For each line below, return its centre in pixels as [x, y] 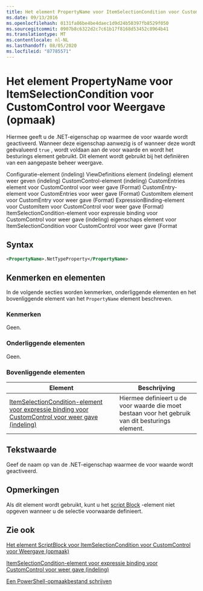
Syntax [20, 245]
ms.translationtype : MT [36, 35]
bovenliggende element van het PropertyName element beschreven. [89, 299]
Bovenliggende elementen [46, 372]
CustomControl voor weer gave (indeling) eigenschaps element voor [92, 219]
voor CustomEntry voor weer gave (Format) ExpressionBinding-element [95, 200]
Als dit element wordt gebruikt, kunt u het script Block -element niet [91, 504]
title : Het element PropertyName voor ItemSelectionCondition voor [93, 12]
